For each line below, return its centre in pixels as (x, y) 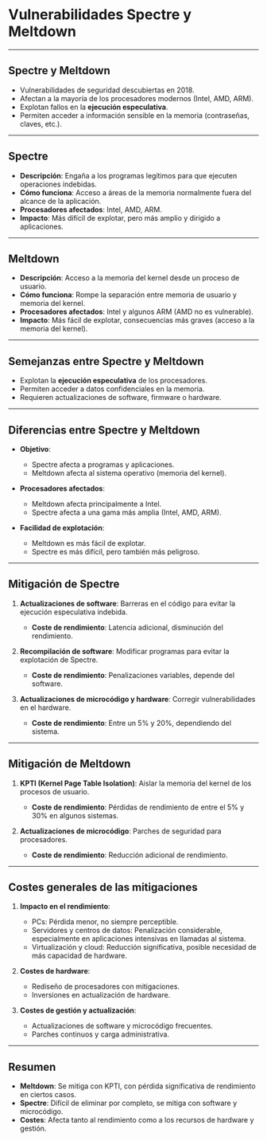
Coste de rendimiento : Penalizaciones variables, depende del (133, 675)
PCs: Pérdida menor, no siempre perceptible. (105, 922)
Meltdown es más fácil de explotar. (89, 543)
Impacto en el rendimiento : (65, 907)
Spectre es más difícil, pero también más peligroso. (116, 552)
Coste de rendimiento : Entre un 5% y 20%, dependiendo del (132, 723)
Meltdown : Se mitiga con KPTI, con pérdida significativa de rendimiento (137, 1086)
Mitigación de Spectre (64, 584)
